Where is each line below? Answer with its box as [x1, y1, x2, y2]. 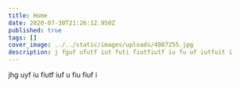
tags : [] [8, 33, 37, 42]
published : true [8, 26, 62, 34]
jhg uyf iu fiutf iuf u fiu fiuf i [8, 70, 98, 79]
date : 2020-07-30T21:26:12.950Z [8, 19, 115, 27]
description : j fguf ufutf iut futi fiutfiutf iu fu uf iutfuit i [8, 48, 233, 56]
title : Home [8, 11, 48, 20]
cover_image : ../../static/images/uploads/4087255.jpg [8, 41, 194, 49]
